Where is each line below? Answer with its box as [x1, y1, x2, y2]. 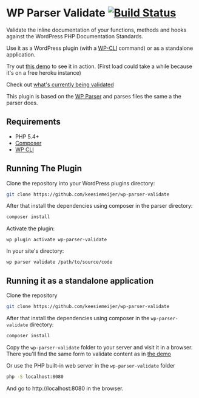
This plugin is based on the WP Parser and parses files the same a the [6, 92, 182, 100]
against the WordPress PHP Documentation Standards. [6, 32, 144, 39]
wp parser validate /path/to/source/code [6, 259, 113, 266]
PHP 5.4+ [15, 132, 39, 140]
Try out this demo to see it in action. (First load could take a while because [6, 63, 192, 70]
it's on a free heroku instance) [6, 69, 82, 76]
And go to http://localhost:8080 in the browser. [6, 385, 124, 392]
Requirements [6, 117, 61, 127]
